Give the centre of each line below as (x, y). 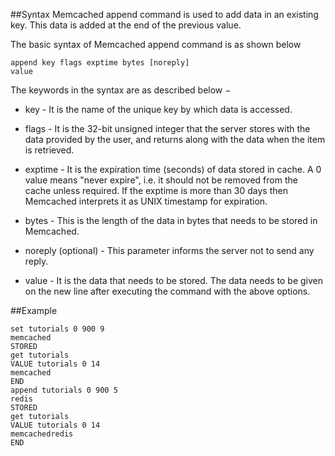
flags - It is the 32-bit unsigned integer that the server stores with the (167, 128)
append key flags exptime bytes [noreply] (100, 63)
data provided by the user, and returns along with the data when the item (175, 139)
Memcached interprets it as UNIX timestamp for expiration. (146, 201)
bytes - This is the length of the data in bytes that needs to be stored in (171, 220)
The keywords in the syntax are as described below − (121, 90)
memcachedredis (42, 434)
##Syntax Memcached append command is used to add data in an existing (164, 14)
